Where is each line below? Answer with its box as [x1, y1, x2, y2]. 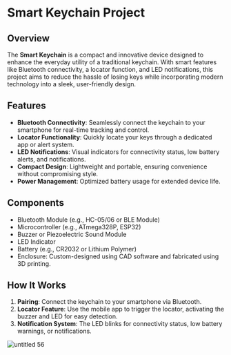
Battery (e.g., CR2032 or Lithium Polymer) [17, 244, 137, 253]
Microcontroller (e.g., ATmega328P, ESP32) [17, 222, 141, 231]
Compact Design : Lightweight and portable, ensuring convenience [17, 162, 208, 171]
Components [7, 197, 64, 209]
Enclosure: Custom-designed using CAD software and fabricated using [17, 252, 219, 260]
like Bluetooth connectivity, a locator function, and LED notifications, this [7, 66, 214, 73]
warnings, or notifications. [17, 327, 92, 336]
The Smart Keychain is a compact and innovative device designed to [7, 50, 204, 59]
